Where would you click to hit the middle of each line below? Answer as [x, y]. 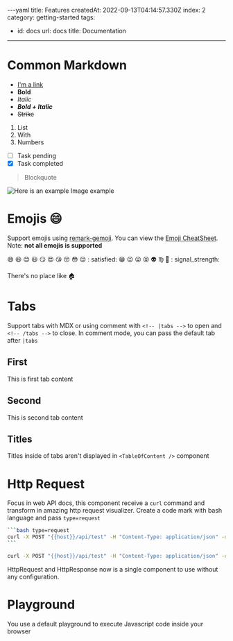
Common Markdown [67, 66]
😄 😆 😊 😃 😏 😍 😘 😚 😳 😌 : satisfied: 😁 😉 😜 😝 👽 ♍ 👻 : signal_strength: [113, 259]
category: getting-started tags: [51, 17]
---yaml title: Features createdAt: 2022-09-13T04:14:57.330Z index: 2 [106, 10]
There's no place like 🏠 [41, 276]
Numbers [31, 142]
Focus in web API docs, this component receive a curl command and [106, 503]
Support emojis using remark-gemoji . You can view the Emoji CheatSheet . [113, 238]
